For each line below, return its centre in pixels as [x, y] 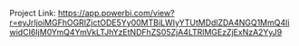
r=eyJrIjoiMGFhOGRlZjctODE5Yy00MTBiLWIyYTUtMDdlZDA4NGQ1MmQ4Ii [149, 23]
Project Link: [33, 13]
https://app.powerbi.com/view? [116, 13]
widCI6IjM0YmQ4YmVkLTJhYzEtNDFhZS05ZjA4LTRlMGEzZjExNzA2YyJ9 [146, 32]
